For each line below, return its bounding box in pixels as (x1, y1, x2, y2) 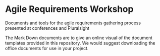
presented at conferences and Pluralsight (5, 25, 90, 31)
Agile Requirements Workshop (5, 3, 134, 15)
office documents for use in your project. (5, 45, 89, 51)
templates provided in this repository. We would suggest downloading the (5, 40, 156, 46)
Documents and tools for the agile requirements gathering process (5, 20, 141, 26)
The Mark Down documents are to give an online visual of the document (5, 35, 153, 41)
